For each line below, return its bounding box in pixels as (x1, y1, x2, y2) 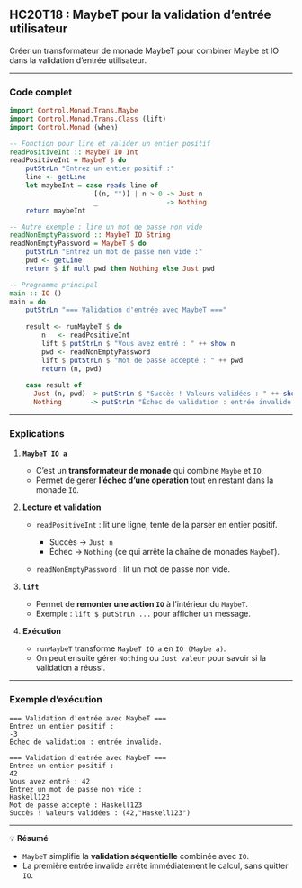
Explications (9, 427, 65, 439)
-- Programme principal (9, 280, 99, 289)
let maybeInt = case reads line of (25, 181, 159, 190)
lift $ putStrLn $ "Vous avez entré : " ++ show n (41, 339, 235, 348)
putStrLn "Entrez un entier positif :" (25, 164, 175, 174)
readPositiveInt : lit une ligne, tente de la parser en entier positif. (35, 520, 278, 530)
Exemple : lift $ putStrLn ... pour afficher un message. (35, 608, 252, 620)
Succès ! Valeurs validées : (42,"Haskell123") (9, 808, 191, 818)
